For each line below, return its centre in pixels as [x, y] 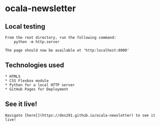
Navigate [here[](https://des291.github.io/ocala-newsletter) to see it [80, 115]
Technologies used [35, 65]
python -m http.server [37, 42]
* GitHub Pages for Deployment [37, 89]
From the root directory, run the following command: [61, 37]
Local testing [25, 27]
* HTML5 [13, 76]
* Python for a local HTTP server [40, 85]
